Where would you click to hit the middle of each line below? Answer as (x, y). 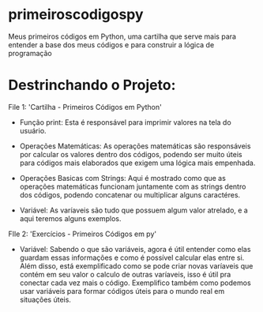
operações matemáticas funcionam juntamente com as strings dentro (133, 186)
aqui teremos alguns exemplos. (70, 218)
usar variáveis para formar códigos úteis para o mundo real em (122, 291)
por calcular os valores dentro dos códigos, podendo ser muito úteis (131, 154)
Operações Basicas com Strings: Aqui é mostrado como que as (123, 178)
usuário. (33, 130)
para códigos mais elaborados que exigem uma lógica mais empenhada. (137, 163)
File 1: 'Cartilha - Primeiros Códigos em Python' (85, 107)
